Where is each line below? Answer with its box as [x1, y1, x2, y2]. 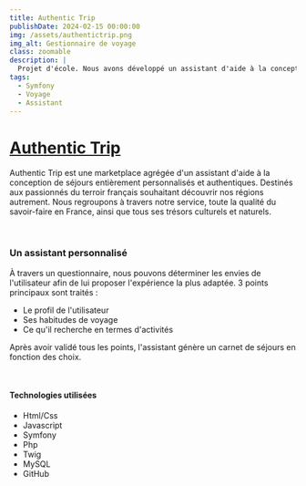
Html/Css [22, 409, 58, 420]
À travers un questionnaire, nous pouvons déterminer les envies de [9, 267, 261, 278]
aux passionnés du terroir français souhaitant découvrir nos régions [9, 187, 264, 198]
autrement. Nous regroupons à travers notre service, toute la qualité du [9, 197, 276, 208]
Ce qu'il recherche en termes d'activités [22, 324, 174, 335]
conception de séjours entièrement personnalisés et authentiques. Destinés [9, 177, 293, 188]
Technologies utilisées [9, 389, 97, 401]
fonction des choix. [9, 351, 82, 362]
